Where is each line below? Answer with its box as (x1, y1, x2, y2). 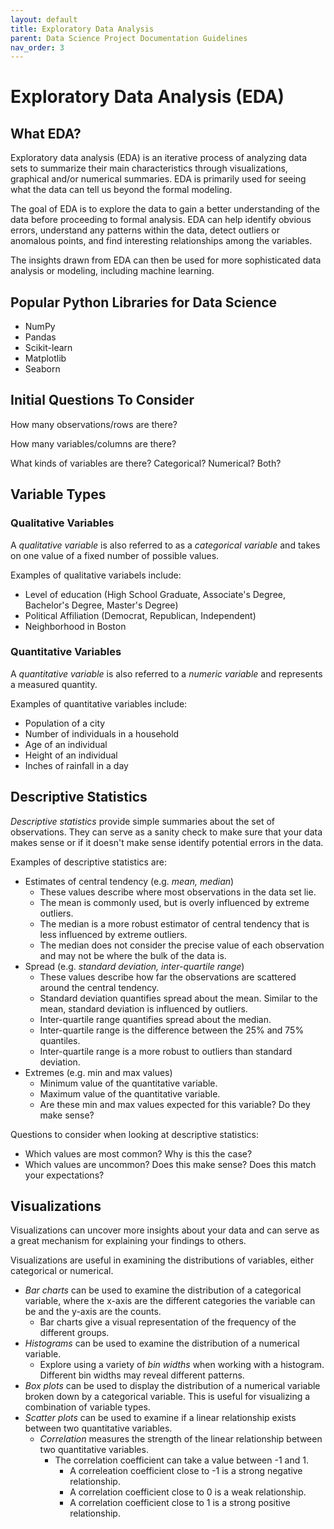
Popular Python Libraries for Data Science (10, 294, 278, 311)
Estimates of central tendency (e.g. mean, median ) (24, 875, 235, 887)
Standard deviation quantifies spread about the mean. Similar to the (39, 992, 318, 1004)
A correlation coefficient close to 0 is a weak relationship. (69, 1486, 307, 1498)
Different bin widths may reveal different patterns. (39, 1369, 245, 1381)
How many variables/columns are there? (10, 437, 177, 450)
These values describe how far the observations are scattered (39, 971, 297, 983)
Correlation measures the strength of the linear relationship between (39, 1433, 323, 1445)
